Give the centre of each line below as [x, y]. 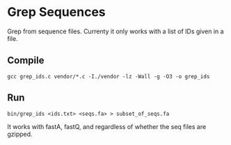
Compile [26, 61]
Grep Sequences [56, 12]
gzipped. [20, 134]
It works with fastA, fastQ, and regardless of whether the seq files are [107, 126]
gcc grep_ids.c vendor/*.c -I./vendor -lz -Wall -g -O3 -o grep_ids [109, 76]
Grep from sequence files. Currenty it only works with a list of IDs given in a [115, 31]
